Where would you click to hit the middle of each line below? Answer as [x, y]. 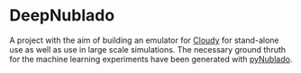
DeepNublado [62, 16]
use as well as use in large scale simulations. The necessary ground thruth [148, 49]
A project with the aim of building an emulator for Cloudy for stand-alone [144, 40]
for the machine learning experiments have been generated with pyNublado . [151, 59]
